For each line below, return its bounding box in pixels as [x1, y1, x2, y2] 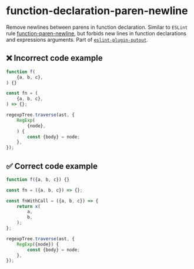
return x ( [16, 203, 41, 210]
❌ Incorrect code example [6, 53, 103, 63]
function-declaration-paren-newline [6, 4, 188, 18]
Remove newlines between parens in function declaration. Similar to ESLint [6, 24, 188, 31]
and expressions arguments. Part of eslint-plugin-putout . [6, 36, 148, 43]
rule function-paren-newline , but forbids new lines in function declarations [6, 29, 187, 36]
